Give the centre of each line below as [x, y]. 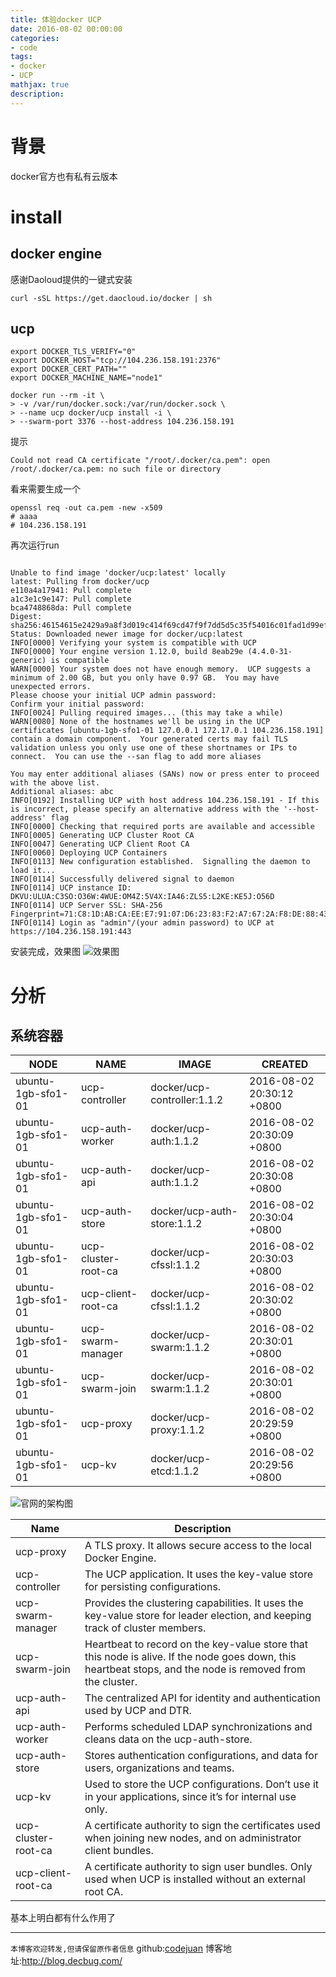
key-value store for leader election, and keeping [198, 1616]
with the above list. [55, 783]
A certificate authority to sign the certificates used [202, 1826]
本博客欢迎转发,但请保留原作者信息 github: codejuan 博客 [116, 1948]
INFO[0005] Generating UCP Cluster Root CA [102, 836]
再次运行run [35, 545]
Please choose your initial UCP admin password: [113, 696]
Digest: [26, 617]
